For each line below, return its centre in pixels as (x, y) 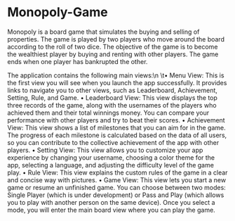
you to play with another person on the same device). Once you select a (111, 202)
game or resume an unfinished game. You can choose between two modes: (116, 187)
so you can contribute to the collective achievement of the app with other (113, 142)
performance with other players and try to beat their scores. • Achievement (116, 120)
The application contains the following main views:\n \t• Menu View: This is (116, 75)
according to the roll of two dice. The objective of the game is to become (113, 46)
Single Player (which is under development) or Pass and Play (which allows (116, 195)
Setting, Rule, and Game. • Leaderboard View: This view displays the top (112, 97)
